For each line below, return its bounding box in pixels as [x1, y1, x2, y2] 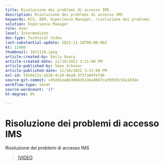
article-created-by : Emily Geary [5, 54, 76, 59]
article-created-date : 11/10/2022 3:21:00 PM [5, 59, 102, 64]
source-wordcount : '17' [5, 87, 56, 92]
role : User [5, 26, 28, 31]
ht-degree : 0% [5, 92, 35, 97]
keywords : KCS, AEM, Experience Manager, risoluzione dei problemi [5, 17, 150, 22]
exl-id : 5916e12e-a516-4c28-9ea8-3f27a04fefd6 [5, 73, 105, 78]
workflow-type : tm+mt [5, 82, 51, 87]
